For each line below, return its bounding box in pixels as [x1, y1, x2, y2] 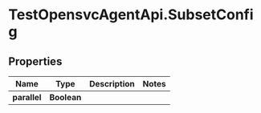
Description [89, 79, 135, 89]
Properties [8, 54, 63, 68]
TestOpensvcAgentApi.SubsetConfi [8, 6, 255, 24]
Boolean [49, 92, 82, 103]
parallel [12, 92, 42, 103]
